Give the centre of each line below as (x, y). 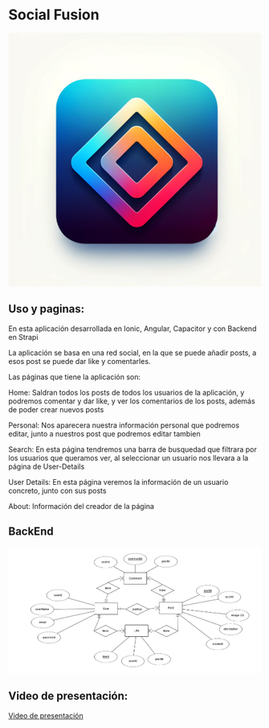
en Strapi (23, 337)
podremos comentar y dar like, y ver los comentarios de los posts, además (132, 401)
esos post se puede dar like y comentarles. (79, 361)
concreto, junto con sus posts (57, 490)
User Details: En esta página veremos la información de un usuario (118, 482)
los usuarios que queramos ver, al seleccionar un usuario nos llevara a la (128, 457)
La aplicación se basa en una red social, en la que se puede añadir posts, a (132, 353)
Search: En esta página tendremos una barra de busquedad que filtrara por (132, 449)
